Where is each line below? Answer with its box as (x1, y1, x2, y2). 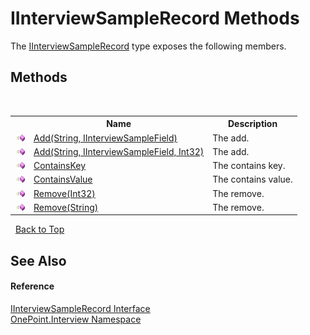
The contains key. (212, 160, 286, 171)
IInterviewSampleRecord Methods (10, 7, 300, 30)
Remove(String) (33, 201, 99, 213)
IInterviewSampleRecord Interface (10, 302, 151, 314)
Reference (10, 280, 55, 292)
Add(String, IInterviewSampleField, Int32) (33, 145, 205, 157)
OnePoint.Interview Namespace (10, 313, 142, 325)
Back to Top (14, 223, 65, 236)
